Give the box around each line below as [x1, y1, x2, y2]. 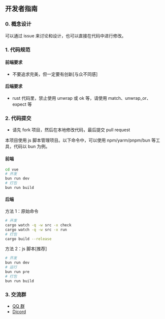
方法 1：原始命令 [5, 208, 38, 214]
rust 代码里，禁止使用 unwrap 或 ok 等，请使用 [12, 95, 107, 101]
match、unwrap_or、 [108, 95, 151, 101]
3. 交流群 [5, 291, 27, 298]
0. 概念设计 [5, 21, 32, 28]
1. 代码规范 [5, 46, 31, 53]
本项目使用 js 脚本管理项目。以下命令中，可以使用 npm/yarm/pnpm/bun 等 [5, 137, 156, 144]
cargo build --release [5, 236, 52, 241]
